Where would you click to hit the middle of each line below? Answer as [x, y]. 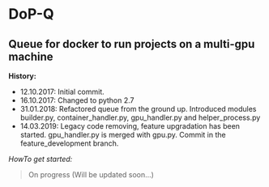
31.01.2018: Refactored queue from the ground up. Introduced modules [138, 109]
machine [31, 56]
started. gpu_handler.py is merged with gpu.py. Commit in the [123, 135]
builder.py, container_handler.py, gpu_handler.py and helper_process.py [140, 117]
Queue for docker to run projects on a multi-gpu [132, 44]
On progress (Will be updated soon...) [91, 174]
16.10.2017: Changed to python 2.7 [77, 100]
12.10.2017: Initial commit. [62, 91]
